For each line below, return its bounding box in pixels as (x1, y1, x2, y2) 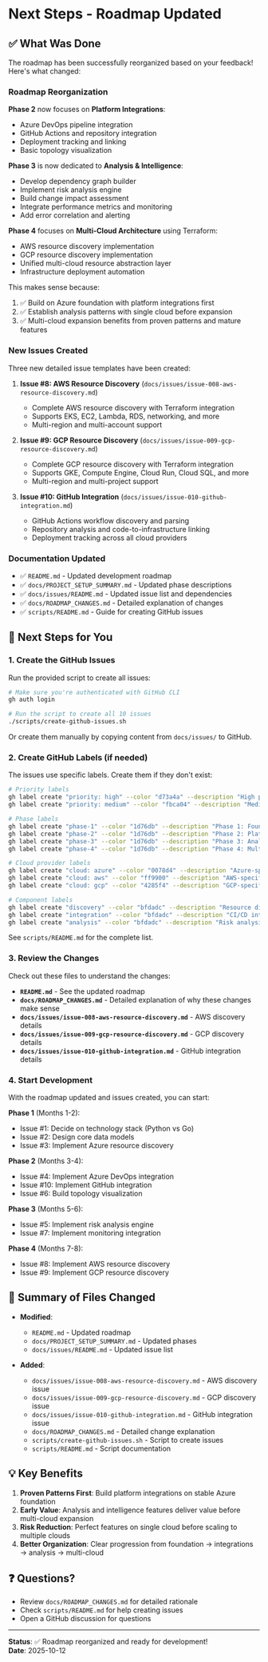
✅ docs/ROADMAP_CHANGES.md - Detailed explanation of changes (19, 598, 223, 607)
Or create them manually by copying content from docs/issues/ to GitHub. (8, 732, 253, 742)
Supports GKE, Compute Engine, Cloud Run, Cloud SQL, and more (31, 467, 250, 477)
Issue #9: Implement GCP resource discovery (19, 1268, 170, 1277)
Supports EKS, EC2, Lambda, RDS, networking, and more (31, 411, 220, 421)
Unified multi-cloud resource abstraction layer (19, 258, 171, 268)
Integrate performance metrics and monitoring (19, 202, 173, 212)
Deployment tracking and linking (19, 137, 127, 146)
